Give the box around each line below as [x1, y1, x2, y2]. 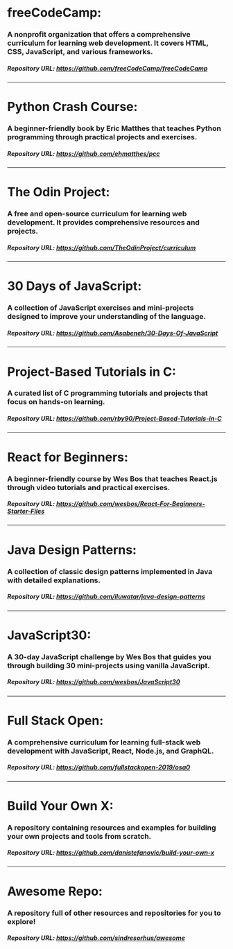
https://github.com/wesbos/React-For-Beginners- [55, 500, 206, 508]
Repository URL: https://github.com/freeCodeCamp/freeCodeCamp [7, 64, 208, 72]
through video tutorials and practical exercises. [7, 482, 171, 492]
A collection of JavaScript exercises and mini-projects [7, 303, 194, 313]
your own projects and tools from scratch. [7, 831, 152, 841]
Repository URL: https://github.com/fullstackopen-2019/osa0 [7, 763, 191, 772]
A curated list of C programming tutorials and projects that [7, 388, 208, 398]
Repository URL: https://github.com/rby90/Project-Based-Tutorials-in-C [7, 415, 222, 423]
